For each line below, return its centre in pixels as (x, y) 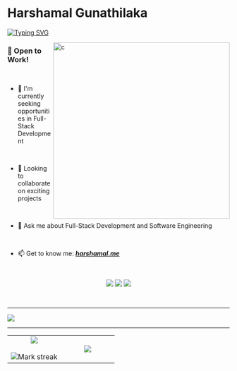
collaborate (34, 183)
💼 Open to (25, 51)
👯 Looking (32, 169)
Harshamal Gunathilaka (78, 13)
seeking (29, 104)
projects (30, 198)
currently (31, 96)
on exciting (34, 191)
